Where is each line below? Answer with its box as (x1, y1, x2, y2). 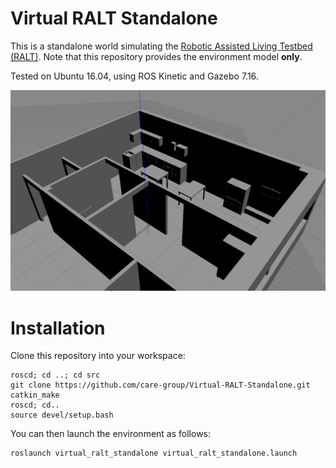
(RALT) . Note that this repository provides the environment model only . (10, 50, 303, 62)
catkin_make (10, 390, 60, 401)
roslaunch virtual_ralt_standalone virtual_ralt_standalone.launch (10, 448, 298, 459)
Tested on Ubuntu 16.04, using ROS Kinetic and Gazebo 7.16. (10, 70, 259, 82)
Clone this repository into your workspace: (10, 350, 186, 362)
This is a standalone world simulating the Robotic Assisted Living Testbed (10, 40, 313, 52)
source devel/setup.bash (10, 410, 114, 421)
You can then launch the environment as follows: (10, 428, 212, 440)
